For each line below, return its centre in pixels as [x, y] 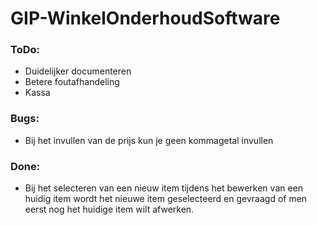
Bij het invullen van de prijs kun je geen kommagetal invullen [149, 140]
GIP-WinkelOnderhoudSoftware [145, 18]
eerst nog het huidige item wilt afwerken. [109, 209]
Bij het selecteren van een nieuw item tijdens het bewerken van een [164, 188]
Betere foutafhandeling [72, 82]
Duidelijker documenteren [78, 71]
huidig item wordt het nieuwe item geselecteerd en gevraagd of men [166, 199]
